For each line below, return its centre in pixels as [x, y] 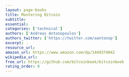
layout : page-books [26, 10]
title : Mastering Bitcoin [33, 15]
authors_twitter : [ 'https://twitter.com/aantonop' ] [61, 38]
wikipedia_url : [21, 57]
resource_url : [20, 48]
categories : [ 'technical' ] [34, 29]
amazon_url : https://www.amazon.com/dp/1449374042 [60, 52]
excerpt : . [17, 43]
